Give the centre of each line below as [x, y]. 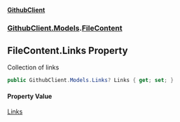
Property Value [30, 96]
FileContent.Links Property [68, 50]
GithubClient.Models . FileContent [65, 28]
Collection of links [33, 67]
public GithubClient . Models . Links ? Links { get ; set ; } [90, 81]
